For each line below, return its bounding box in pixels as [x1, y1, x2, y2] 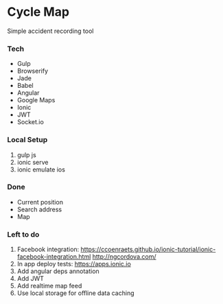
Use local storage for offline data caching [16, 289, 134, 297]
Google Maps [16, 96, 56, 104]
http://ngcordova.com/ [92, 253, 156, 261]
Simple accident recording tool [7, 27, 94, 35]
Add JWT [16, 274, 45, 283]
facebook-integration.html [16, 253, 91, 261]
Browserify [16, 67, 48, 75]
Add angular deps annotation [16, 267, 99, 275]
